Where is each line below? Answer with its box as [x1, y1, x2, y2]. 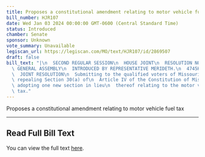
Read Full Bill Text [6, 128, 75, 139]
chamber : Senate [6, 32, 48, 38]
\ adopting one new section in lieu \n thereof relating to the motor [12, 83, 195, 89]
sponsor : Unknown [6, 37, 51, 43]
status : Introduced [6, 26, 56, 32]
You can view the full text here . [6, 144, 84, 152]
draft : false [6, 54, 40, 60]
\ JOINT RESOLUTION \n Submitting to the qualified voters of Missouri [12, 71, 201, 77]
